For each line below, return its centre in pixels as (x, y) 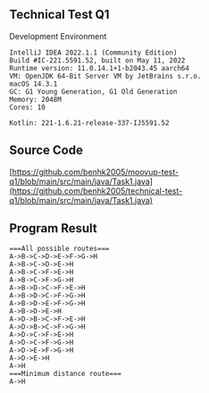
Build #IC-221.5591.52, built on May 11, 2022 (97, 60)
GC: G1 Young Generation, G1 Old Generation (93, 92)
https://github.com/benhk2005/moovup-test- (96, 171)
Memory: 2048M (36, 99)
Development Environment (58, 36)
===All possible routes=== (59, 249)
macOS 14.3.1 (33, 84)
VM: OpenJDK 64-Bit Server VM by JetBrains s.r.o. (105, 76)
